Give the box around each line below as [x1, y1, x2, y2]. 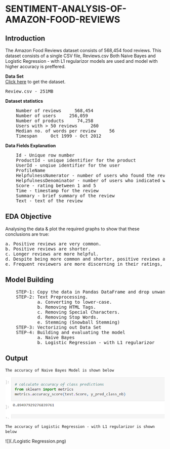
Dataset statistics [5, 98, 44, 104]
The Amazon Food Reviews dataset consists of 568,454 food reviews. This [5, 48, 161, 53]
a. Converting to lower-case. [37, 299, 112, 305]
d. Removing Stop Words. [37, 314, 99, 320]
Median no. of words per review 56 [16, 128, 115, 134]
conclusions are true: [5, 231, 50, 237]
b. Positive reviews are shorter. [5, 246, 91, 252]
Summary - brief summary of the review [16, 193, 115, 198]
